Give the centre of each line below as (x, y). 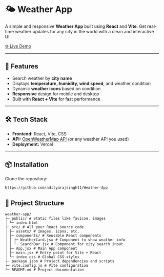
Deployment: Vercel (32, 144)
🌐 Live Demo (18, 46)
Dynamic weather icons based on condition (56, 88)
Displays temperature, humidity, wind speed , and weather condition (82, 83)
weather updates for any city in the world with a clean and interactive (84, 31)
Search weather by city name (42, 78)
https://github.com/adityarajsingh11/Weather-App (57, 188)
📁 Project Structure (35, 203)
